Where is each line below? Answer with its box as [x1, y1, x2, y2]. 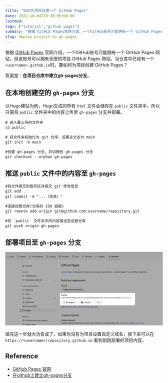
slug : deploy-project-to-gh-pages [5, 34, 77, 39]
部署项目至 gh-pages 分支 [5, 238, 81, 247]
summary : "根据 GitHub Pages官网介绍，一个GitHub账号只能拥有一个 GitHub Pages [5, 29, 162, 34]
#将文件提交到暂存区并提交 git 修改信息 [5, 183, 78, 188]
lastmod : [5, 18, 23, 23]
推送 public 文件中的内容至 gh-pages [5, 169, 116, 177]
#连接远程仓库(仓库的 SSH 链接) [5, 203, 64, 208]
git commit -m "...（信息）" [5, 194, 63, 199]
